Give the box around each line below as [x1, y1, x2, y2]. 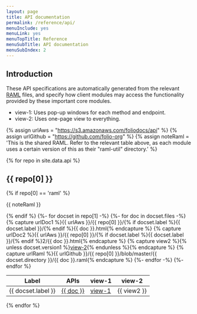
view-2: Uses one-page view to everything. [14, 115, 121, 122]
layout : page [6, 8, 38, 15]
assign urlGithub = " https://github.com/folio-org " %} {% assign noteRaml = [6, 132, 189, 140]
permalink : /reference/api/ [6, 20, 76, 25]
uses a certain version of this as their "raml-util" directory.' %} [6, 145, 158, 153]
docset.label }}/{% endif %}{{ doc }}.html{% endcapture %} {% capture [6, 225, 182, 232]
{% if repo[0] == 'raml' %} [6, 190, 70, 197]
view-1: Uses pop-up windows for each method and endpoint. [14, 109, 166, 116]
